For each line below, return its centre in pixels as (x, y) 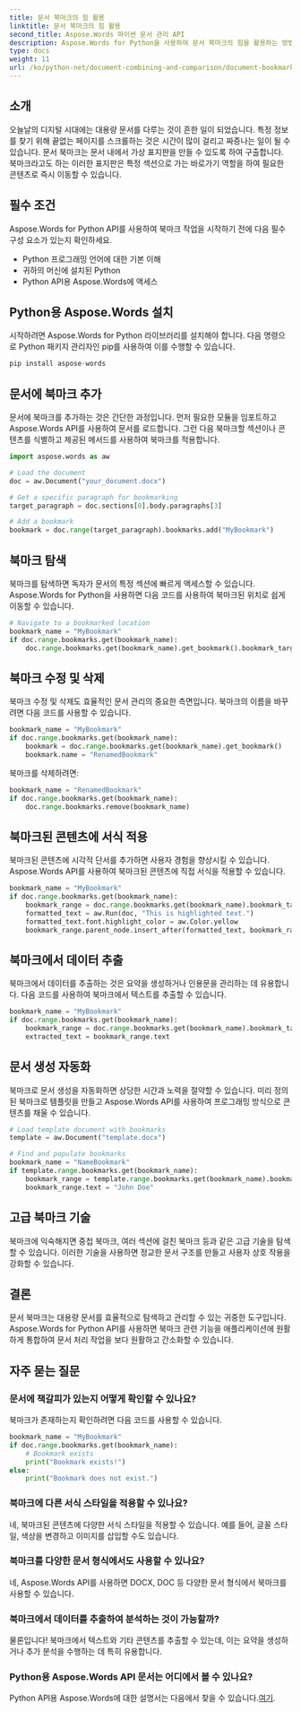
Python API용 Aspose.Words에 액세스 (90, 281)
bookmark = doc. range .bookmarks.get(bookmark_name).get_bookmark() (154, 746)
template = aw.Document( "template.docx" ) (88, 1138)
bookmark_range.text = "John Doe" (90, 1187)
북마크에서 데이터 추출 (66, 960)
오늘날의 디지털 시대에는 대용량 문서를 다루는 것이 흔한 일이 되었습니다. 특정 (141, 129)
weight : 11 (30, 59)
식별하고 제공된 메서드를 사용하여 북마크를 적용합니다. (126, 439)
